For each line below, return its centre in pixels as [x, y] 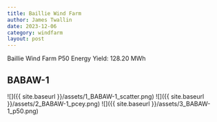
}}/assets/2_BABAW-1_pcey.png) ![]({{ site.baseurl [79, 103]
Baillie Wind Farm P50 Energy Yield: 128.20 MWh [76, 58]
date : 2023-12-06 [32, 26]
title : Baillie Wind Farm [44, 13]
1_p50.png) [23, 111]
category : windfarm [35, 33]
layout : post [26, 39]
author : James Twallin [40, 20]
